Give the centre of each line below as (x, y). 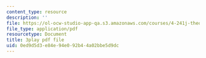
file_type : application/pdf (42, 29)
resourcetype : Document (37, 34)
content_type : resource (37, 12)
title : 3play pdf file (35, 40)
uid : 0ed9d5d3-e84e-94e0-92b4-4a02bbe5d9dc (63, 46)
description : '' (27, 18)
